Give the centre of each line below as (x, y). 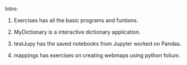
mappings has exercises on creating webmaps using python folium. (97, 55)
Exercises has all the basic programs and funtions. (76, 20)
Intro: (12, 9)
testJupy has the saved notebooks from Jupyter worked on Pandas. (97, 44)
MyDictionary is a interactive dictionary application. (77, 32)
